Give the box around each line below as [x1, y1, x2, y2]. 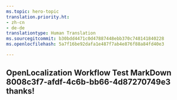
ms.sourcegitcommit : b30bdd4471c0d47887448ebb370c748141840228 [6, 36, 165, 42]
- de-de [6, 25, 25, 31]
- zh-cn [6, 19, 25, 25]
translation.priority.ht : [6, 14, 69, 20]
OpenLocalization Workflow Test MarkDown [6, 68, 172, 78]
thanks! [6, 86, 35, 96]
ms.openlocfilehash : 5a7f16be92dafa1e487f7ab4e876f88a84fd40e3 [6, 42, 165, 47]
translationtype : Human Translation [6, 30, 96, 36]
